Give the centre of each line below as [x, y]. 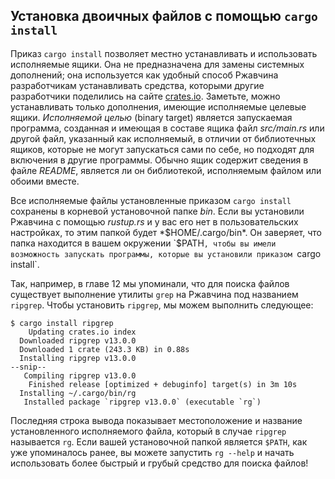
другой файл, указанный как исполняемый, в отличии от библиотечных [163, 138]
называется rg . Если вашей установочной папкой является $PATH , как [159, 441]
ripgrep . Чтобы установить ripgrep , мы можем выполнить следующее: [162, 305]
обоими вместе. [45, 181]
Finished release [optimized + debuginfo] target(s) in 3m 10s [163, 384]
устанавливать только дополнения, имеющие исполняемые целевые [158, 106]
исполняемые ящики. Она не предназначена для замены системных [157, 64]
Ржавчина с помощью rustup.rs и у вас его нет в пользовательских [154, 221]
